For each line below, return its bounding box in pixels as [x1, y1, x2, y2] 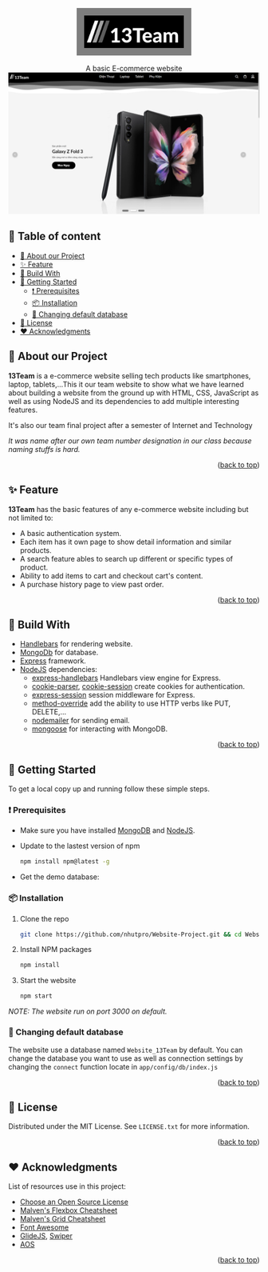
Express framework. [19, 656, 86, 666]
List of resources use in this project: [8, 1182, 126, 1191]
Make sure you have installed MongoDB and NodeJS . [19, 826, 195, 835]
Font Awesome [19, 1222, 69, 1232]
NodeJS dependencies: [19, 665, 98, 674]
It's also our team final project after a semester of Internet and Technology [8, 420, 253, 430]
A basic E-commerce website [85, 63, 183, 73]
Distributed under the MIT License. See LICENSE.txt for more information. [8, 1122, 250, 1131]
